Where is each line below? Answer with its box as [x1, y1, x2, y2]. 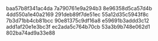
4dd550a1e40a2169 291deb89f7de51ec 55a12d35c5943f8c [6, 11, 149, 18]
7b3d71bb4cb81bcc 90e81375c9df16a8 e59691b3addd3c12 [6, 17, 150, 24]
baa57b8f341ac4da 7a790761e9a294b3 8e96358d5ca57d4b [6, 5, 153, 12]
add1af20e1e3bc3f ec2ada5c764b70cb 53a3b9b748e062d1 [6, 23, 150, 30]
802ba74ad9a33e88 [6, 29, 55, 36]
